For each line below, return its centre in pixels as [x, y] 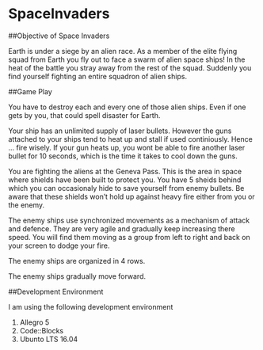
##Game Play [30, 91]
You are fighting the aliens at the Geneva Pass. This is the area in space [125, 171]
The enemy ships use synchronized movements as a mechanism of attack [129, 220]
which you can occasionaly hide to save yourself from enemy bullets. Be [126, 188]
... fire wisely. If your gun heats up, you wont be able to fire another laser [127, 147]
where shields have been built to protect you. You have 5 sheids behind [125, 180]
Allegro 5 [34, 322]
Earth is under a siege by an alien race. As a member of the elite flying [123, 51]
